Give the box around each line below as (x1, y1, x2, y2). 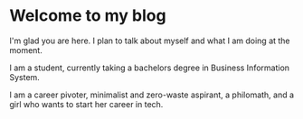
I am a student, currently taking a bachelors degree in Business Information (9, 62, 290, 73)
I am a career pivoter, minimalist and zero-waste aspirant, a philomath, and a (9, 89, 295, 100)
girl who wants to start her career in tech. (9, 98, 164, 109)
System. (9, 71, 41, 82)
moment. (9, 44, 43, 55)
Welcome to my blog (9, 5, 166, 26)
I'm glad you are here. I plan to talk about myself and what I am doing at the (9, 35, 291, 46)
